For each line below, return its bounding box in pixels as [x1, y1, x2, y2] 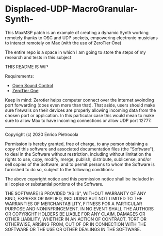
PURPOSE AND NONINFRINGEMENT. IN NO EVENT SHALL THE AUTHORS [5, 206, 154, 211]
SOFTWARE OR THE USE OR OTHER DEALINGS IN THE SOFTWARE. [5, 226, 141, 232]
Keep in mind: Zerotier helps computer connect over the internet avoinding [5, 97, 154, 103]
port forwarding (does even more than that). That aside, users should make [5, 102, 155, 108]
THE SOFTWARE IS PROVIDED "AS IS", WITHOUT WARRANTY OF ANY [5, 190, 147, 196]
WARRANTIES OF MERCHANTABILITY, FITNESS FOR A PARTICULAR [5, 201, 142, 206]
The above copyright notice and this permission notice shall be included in [5, 176, 154, 182]
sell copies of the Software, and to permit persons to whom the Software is [5, 161, 155, 167]
